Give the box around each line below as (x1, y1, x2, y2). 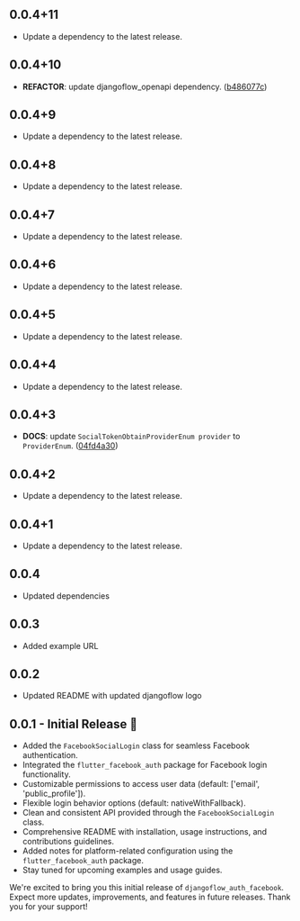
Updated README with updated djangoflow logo (22, 691, 202, 701)
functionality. (22, 769, 71, 780)
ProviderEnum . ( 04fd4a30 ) (22, 440, 119, 451)
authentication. (22, 750, 78, 761)
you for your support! (9, 901, 88, 912)
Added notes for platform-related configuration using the (22, 845, 234, 856)
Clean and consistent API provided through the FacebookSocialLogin (22, 808, 275, 818)
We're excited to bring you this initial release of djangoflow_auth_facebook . (9, 882, 285, 893)
